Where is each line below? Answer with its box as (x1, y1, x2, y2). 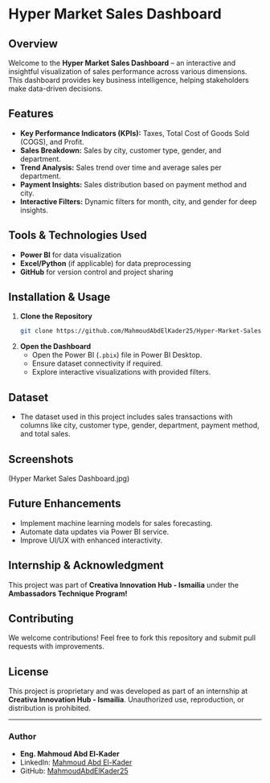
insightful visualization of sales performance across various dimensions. (8, 67, 247, 76)
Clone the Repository (19, 311, 92, 322)
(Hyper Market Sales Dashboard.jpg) (8, 473, 130, 483)
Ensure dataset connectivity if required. (31, 359, 163, 368)
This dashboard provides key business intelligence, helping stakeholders (8, 76, 249, 84)
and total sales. (19, 429, 71, 439)
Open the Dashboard (19, 342, 91, 351)
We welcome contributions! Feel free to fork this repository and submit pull (8, 633, 256, 643)
